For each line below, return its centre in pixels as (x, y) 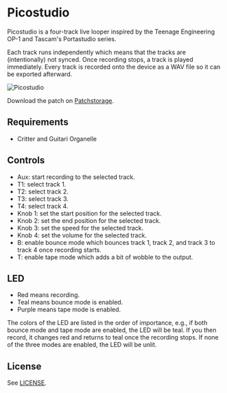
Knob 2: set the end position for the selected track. (89, 220)
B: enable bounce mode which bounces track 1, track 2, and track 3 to (116, 242)
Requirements (38, 122)
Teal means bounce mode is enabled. (70, 302)
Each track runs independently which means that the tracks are (97, 52)
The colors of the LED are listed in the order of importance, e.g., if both (107, 323)
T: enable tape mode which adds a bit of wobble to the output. (105, 257)
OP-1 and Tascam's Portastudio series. (62, 38)
